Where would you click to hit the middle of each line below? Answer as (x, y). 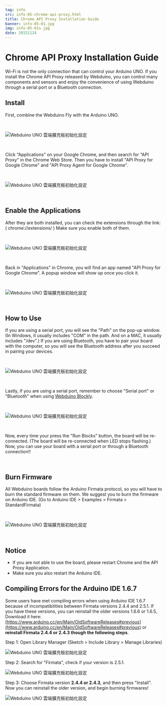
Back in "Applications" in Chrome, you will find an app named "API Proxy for (83, 268)
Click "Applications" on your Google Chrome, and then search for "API (77, 154)
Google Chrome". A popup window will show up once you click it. (72, 273)
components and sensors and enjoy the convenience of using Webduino (80, 82)
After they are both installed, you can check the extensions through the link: (83, 223)
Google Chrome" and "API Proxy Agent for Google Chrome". (67, 165)
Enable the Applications (43, 211)
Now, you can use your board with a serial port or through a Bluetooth (77, 446)
